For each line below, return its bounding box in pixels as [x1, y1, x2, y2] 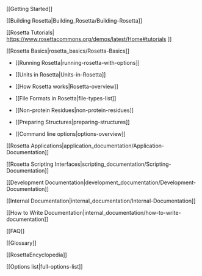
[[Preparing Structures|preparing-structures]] [15, 119, 130, 125]
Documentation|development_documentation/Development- [45, 179, 197, 186]
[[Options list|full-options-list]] [6, 263, 83, 270]
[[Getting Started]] [6, 6, 53, 12]
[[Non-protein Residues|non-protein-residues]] [15, 106, 134, 114]
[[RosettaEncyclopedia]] [6, 251, 67, 258]
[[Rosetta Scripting [6, 160, 54, 168]
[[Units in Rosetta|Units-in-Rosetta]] [15, 71, 106, 78]
